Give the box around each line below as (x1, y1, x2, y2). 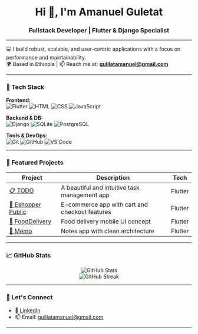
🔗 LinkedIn (14, 306, 41, 314)
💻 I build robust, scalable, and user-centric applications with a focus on (6, 45, 181, 52)
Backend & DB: (6, 114, 43, 121)
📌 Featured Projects (6, 158, 64, 167)
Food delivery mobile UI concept (61, 217, 151, 226)
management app (61, 191, 110, 199)
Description (96, 174, 130, 182)
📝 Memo (9, 227, 32, 235)
